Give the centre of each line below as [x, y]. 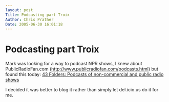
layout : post [19, 10]
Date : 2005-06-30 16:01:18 [34, 24]
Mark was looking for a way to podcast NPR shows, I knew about [74, 64]
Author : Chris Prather [29, 19]
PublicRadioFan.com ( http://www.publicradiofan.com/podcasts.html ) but [82, 69]
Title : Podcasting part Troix [38, 15]
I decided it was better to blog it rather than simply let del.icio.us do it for [82, 90]
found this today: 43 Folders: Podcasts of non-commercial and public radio [84, 74]
